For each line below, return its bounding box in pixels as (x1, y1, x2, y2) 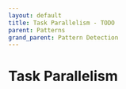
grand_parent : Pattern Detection (8, 33, 119, 42)
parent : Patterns (8, 26, 66, 34)
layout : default (8, 11, 62, 20)
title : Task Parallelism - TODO (8, 19, 115, 27)
